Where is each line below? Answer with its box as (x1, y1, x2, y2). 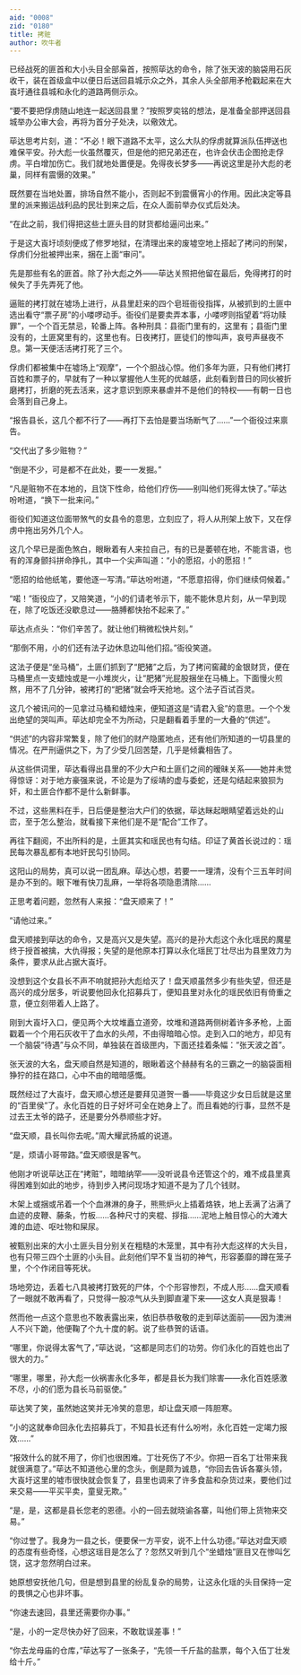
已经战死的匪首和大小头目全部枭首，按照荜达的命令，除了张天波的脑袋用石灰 (9, 64, 292, 74)
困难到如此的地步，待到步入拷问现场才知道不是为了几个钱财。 (16, 1180, 245, 1191)
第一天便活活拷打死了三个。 (24, 343, 127, 354)
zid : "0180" (9, 22, 54, 31)
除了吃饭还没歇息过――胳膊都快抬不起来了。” (24, 605, 190, 615)
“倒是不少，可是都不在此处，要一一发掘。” (9, 464, 162, 475)
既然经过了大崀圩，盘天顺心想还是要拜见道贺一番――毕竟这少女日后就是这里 (9, 1089, 292, 1100)
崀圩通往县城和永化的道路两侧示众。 (9, 86, 143, 97)
